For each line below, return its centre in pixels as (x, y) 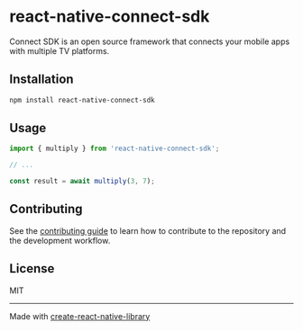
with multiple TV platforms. (60, 50)
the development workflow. (60, 240)
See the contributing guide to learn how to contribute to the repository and (148, 230)
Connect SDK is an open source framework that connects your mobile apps (150, 41)
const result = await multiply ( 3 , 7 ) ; (82, 182)
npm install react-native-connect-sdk (82, 100)
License (32, 268)
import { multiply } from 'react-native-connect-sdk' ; (115, 149)
